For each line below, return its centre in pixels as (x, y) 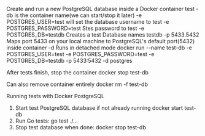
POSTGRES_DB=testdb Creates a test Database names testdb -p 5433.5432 (103, 35)
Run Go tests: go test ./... (46, 121)
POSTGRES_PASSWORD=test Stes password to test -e (75, 28)
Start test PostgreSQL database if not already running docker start (99, 108)
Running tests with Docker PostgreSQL (56, 96)
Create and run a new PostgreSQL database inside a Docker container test (101, 9)
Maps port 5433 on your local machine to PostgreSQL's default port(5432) (101, 41)
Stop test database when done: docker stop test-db (80, 127)
